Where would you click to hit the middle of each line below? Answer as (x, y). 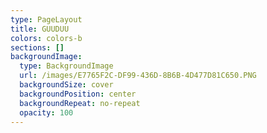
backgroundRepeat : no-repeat (80, 103)
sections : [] (37, 47)
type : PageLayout (46, 19)
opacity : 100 (46, 112)
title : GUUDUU (40, 29)
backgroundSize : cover (66, 85)
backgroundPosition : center (78, 94)
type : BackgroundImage (66, 66)
